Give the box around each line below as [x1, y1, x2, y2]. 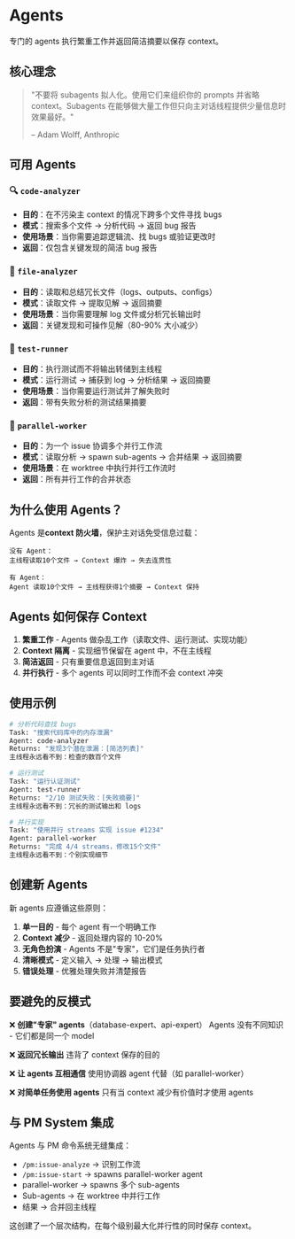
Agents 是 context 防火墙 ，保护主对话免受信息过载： [9, 528, 200, 538]
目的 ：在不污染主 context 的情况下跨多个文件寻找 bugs [21, 209, 222, 220]
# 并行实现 [9, 817, 44, 826]
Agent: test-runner [9, 785, 82, 794]
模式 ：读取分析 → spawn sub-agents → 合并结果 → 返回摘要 [21, 452, 243, 462]
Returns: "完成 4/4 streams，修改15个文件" [9, 842, 162, 851]
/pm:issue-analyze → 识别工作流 [21, 1159, 141, 1170]
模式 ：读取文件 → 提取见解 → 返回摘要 [21, 298, 163, 308]
